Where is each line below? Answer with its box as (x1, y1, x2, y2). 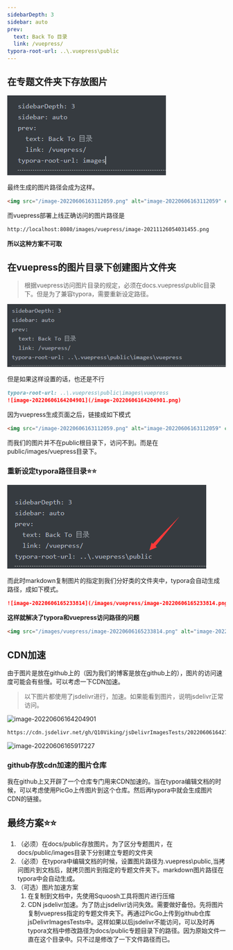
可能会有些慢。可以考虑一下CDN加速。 (12, 677, 124, 686)
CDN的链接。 (7, 795, 45, 803)
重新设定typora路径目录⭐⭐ (7, 466, 97, 476)
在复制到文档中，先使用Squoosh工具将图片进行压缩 (27, 892, 175, 900)
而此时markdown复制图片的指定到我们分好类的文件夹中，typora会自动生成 (7, 577, 221, 585)
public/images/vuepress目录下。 (7, 448, 101, 456)
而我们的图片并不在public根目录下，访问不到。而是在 (7, 439, 159, 447)
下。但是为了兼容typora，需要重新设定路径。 (24, 290, 153, 298)
